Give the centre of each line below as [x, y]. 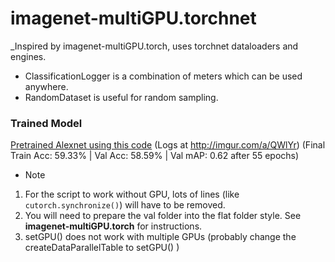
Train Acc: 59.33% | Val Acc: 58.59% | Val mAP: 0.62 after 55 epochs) [155, 156]
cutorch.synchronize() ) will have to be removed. [125, 205]
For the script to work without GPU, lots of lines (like [132, 194]
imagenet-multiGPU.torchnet [133, 18]
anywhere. [46, 86]
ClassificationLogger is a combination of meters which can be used [163, 76]
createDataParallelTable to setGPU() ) [102, 248]
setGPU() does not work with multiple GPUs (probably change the [160, 237]
